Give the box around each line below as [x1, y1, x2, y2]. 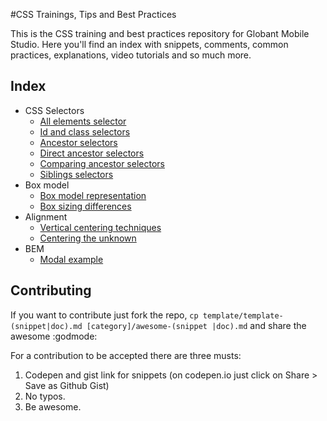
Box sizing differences [39, 200, 132, 212]
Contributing [10, 282, 92, 299]
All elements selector [39, 115, 127, 127]
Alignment [24, 210, 68, 223]
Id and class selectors [39, 125, 131, 138]
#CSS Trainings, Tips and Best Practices [10, 9, 177, 20]
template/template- [202, 310, 284, 321]
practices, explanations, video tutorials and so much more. [10, 49, 252, 61]
